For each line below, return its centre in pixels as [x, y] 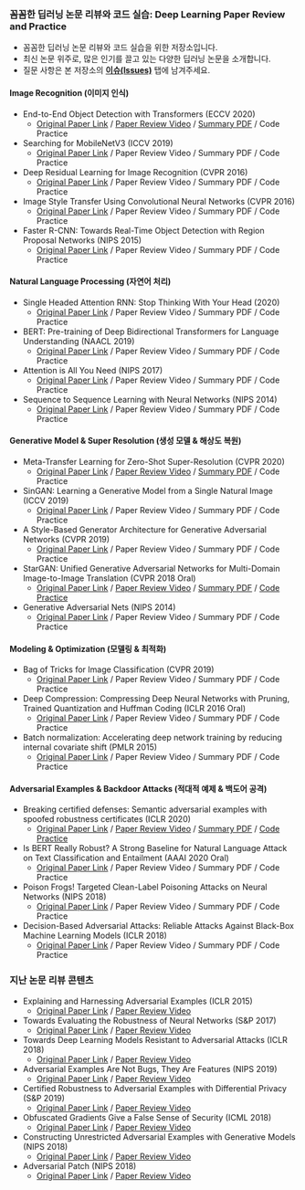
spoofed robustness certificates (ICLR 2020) [107, 819]
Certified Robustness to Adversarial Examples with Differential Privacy [155, 1088]
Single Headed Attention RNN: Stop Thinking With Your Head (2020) [151, 302]
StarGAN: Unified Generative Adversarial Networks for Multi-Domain [151, 568]
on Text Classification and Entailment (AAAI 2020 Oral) [126, 858]
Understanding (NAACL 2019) [79, 341]
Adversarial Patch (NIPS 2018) [79, 1165]
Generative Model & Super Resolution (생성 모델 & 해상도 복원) [126, 441]
